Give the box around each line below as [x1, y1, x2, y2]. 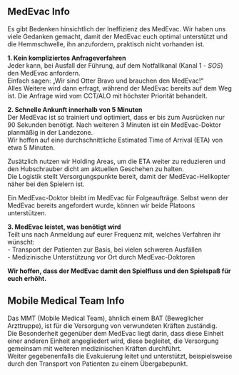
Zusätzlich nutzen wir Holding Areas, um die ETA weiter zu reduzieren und [7, 157, 226, 165]
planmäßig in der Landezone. [7, 128, 93, 136]
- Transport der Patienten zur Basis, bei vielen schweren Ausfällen [7, 245, 202, 254]
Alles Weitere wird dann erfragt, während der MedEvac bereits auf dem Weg [7, 83, 232, 92]
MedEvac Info [7, 6, 70, 18]
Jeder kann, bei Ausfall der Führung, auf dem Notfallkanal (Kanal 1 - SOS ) [7, 61, 223, 70]
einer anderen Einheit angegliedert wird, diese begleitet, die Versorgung [7, 337, 219, 345]
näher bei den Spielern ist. [7, 180, 85, 188]
